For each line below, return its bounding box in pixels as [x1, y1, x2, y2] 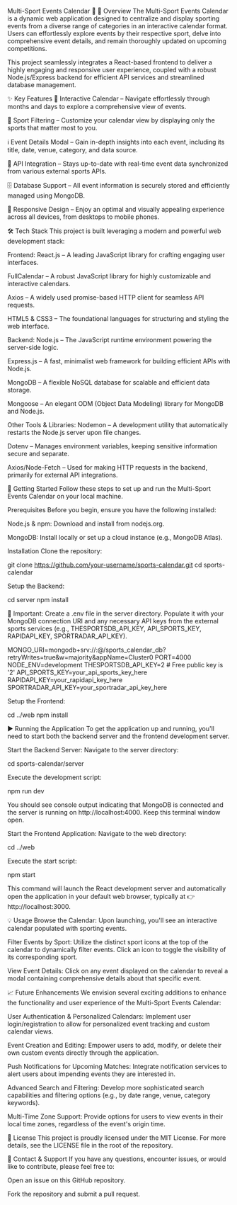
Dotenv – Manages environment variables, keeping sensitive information [7, 442, 218, 450]
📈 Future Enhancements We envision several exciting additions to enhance [7, 988, 226, 997]
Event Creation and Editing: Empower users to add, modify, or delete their [7, 1041, 222, 1049]
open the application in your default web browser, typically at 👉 [7, 893, 195, 900]
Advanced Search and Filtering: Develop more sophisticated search [7, 1084, 204, 1092]
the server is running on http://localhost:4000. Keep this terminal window [7, 808, 221, 816]
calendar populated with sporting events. [7, 924, 127, 932]
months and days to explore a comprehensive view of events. [7, 103, 187, 111]
